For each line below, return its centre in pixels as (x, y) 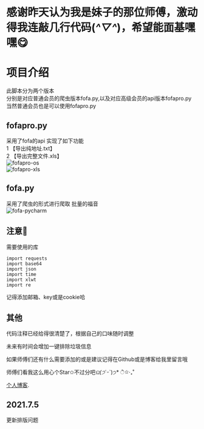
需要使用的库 (22, 247)
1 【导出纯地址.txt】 (31, 148)
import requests (27, 258)
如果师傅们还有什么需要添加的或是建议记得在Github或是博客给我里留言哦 (97, 359)
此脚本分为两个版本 (30, 91)
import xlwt (21, 280)
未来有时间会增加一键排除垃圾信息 (49, 346)
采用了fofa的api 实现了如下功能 (45, 141)
